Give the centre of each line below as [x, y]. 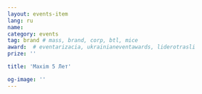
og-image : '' [27, 79]
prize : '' [22, 54]
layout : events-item [38, 14]
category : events [33, 34]
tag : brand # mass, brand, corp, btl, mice [73, 41]
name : [15, 27]
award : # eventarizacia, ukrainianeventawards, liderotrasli [101, 47]
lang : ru [20, 21]
